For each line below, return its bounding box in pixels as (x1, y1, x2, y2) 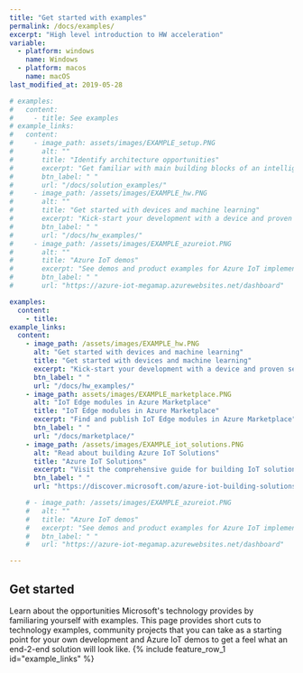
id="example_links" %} (9, 653, 95, 664)
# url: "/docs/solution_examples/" (9, 180, 168, 189)
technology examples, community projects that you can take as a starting (9, 624, 282, 635)
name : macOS (25, 72, 70, 81)
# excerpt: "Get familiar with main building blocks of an (9, 163, 260, 172)
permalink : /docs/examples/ (9, 22, 115, 31)
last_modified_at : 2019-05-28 (9, 80, 124, 89)
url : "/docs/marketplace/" (32, 431, 135, 440)
